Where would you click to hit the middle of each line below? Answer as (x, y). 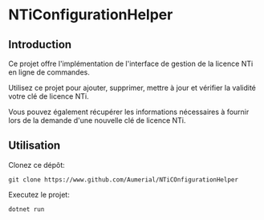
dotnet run (26, 209)
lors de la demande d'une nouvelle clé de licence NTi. (97, 120)
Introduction (40, 45)
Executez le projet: (39, 194)
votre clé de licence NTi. (49, 96)
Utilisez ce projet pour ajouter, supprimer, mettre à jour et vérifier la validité (132, 88)
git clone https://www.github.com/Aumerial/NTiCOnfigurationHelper (124, 179)
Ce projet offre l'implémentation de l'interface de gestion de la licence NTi (131, 63)
